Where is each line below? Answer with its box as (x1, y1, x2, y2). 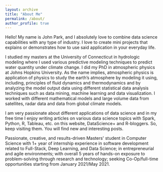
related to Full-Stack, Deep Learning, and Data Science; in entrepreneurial (5, 146, 154, 151)
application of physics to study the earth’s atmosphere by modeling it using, (5, 75, 158, 81)
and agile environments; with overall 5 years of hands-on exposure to (5, 151, 145, 157)
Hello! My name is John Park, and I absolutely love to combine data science (5, 34, 158, 40)
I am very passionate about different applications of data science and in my (5, 110, 157, 116)
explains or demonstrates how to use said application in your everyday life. (5, 44, 156, 50)
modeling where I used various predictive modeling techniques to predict (5, 59, 153, 65)
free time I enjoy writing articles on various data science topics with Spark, (5, 115, 156, 121)
